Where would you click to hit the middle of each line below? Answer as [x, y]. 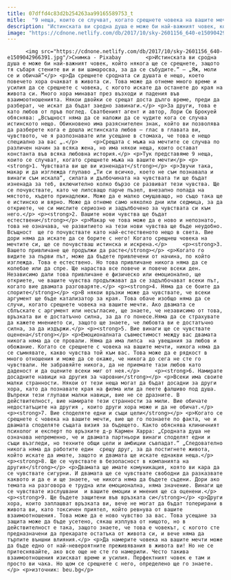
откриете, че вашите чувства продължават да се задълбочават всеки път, [113, 281]
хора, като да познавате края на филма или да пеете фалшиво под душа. [112, 389]
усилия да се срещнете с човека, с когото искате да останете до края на [115, 88]
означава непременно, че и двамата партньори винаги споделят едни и [109, 437]
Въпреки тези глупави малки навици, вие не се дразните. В [93, 395]
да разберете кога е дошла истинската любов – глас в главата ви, [104, 130]
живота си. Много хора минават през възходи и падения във [93, 94]
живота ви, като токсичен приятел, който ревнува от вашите [95, 510]
